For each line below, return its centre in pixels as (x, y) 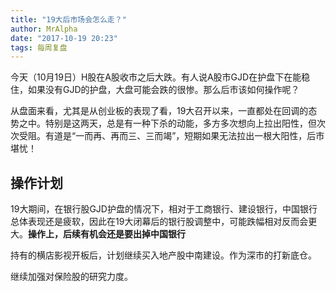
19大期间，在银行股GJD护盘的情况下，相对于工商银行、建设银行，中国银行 (164, 209)
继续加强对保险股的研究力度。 (71, 277)
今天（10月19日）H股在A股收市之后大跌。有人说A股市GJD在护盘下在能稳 (160, 77)
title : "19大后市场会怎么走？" (68, 19)
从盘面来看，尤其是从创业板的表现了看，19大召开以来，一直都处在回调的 (159, 111)
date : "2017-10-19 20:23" (64, 38)
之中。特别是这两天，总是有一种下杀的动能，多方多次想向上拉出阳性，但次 (172, 123)
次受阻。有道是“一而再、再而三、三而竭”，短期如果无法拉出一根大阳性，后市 (167, 136)
